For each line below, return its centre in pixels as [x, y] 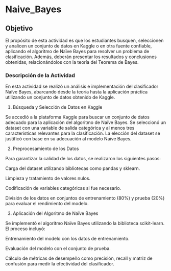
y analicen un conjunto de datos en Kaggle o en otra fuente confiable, [79, 46]
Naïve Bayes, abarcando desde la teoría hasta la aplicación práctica [77, 92]
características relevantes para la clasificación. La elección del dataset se [83, 133]
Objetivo [19, 28]
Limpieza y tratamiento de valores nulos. [48, 178]
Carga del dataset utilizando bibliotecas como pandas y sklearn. [73, 168]
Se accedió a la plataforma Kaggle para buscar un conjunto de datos [77, 117]
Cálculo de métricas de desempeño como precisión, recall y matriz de [79, 258]
